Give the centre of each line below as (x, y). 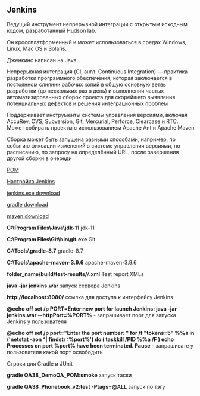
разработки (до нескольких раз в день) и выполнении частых (85, 90)
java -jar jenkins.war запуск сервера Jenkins (64, 286)
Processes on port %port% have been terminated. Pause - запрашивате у (100, 345)
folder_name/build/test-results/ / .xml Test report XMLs (76, 274)
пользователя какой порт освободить (55, 352)
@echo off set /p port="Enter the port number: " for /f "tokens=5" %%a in (101, 333)
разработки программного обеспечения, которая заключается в (90, 78)
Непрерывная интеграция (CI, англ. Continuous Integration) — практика (97, 72)
